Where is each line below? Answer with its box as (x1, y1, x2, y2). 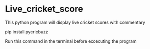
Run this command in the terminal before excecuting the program (5, 38, 137, 44)
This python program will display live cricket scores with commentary (5, 19, 146, 25)
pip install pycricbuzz (5, 29, 48, 34)
